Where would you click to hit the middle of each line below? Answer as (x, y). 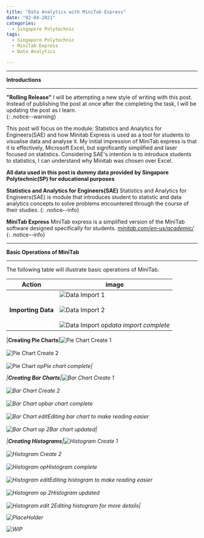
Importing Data (32, 310)
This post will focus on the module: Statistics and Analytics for (84, 128)
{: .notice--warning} (31, 117)
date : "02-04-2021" (31, 18)
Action (31, 284)
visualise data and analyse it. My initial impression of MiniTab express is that (102, 141)
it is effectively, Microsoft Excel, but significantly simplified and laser (92, 148)
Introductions (24, 80)
